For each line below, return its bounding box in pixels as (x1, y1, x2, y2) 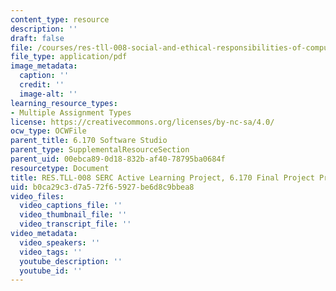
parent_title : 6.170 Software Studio (10, 136, 168, 146)
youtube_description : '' (19, 256, 123, 266)
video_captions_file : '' (19, 201, 123, 211)
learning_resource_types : (10, 98, 118, 108)
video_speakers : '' (19, 237, 101, 248)
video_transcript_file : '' (19, 219, 132, 230)
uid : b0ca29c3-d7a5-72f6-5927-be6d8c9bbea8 (10, 182, 195, 192)
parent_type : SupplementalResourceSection (10, 145, 190, 155)
